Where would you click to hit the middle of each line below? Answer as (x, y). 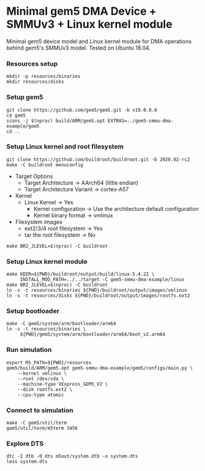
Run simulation (29, 350)
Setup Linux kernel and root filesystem (65, 147)
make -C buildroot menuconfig (45, 165)
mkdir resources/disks (35, 82)
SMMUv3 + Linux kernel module (89, 24)
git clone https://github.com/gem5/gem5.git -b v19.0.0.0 (82, 110)
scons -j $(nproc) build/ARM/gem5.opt (56, 121)
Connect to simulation (40, 410)
